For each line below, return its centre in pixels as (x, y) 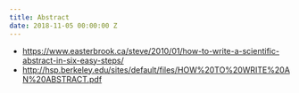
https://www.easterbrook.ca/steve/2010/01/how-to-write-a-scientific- (150, 50)
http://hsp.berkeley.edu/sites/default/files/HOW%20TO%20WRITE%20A (156, 70)
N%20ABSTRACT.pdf (62, 79)
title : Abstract (39, 17)
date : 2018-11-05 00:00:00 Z (63, 26)
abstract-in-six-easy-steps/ (73, 60)
